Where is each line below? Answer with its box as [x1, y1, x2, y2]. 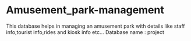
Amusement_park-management [6, 3, 164, 17]
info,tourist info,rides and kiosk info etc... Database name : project [6, 28, 165, 35]
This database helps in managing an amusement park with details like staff [6, 23, 185, 29]
